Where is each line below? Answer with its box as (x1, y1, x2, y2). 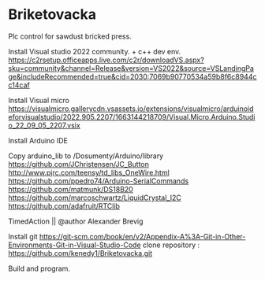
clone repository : (142, 240, 200, 250)
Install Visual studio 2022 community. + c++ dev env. (8, 46, 181, 56)
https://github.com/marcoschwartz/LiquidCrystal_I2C (8, 193, 181, 202)
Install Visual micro (8, 95, 69, 105)
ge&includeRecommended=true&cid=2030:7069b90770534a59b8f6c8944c (8, 72, 257, 81)
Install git (8, 231, 38, 241)
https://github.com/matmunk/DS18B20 (8, 184, 134, 194)
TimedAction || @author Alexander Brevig (8, 216, 144, 226)
